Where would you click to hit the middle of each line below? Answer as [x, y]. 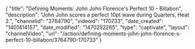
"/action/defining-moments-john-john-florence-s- [121, 34]
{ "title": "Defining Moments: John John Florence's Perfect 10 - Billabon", [94, 9]
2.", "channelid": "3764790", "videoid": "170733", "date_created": [84, 21]
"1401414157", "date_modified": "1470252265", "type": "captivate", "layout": [97, 27]
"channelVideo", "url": [32, 34]
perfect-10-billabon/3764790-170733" [52, 40]
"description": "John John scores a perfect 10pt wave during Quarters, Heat [97, 15]
